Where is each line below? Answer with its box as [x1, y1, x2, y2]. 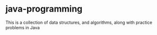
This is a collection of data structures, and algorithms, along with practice [5, 19, 152, 25]
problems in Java [5, 24, 40, 30]
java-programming [5, 3, 83, 15]
